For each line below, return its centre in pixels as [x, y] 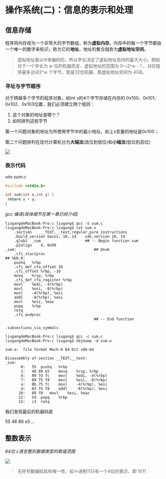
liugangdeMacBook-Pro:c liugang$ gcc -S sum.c [54, 224]
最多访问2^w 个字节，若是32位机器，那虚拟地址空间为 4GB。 [84, 72]
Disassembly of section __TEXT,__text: [46, 358]
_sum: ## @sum [57, 250]
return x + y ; [22, 199]
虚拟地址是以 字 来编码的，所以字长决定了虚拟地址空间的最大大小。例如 [88, 60]
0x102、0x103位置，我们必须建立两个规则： [50, 104]
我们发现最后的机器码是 [29, 412]
